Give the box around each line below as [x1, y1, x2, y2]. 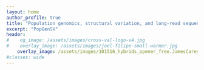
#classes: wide [6, 54, 45, 60]
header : [6, 32, 26, 38]
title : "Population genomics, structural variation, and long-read [6, 20, 181, 26]
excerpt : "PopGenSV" [6, 26, 59, 32]
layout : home [6, 9, 39, 15]
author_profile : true [6, 15, 61, 21]
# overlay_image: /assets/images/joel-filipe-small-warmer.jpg [6, 43, 178, 49]
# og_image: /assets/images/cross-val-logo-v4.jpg [6, 37, 146, 43]
